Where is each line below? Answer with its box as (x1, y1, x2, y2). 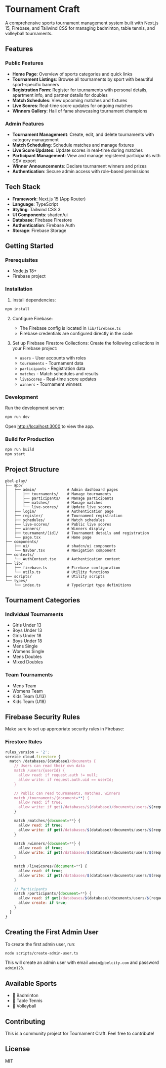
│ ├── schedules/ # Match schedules (5, 517, 105, 523)
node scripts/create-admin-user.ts (5, 950, 79, 955)
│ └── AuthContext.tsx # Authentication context (5, 556, 121, 561)
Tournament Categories (5, 596, 81, 604)
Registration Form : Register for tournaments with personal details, (12, 87, 148, 93)
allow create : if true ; (18, 900, 68, 905)
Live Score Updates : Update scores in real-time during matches (12, 147, 143, 153)
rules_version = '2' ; (5, 750, 50, 755)
